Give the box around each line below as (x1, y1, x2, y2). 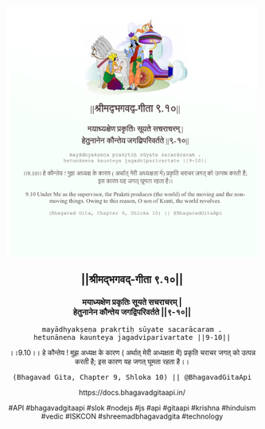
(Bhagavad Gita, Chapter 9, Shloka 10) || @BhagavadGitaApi (12, 372, 252, 381)
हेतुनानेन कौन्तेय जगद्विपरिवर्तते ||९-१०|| (72, 306, 192, 318)
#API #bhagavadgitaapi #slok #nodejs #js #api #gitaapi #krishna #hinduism (8, 403, 256, 412)
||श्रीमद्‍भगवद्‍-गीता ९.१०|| (80, 273, 184, 287)
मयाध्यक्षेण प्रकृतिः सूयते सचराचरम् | (81, 297, 183, 308)
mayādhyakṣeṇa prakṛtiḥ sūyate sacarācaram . (41, 325, 223, 333)
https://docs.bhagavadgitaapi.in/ (78, 388, 186, 397)
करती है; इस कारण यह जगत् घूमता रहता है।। (74, 357, 190, 366)
